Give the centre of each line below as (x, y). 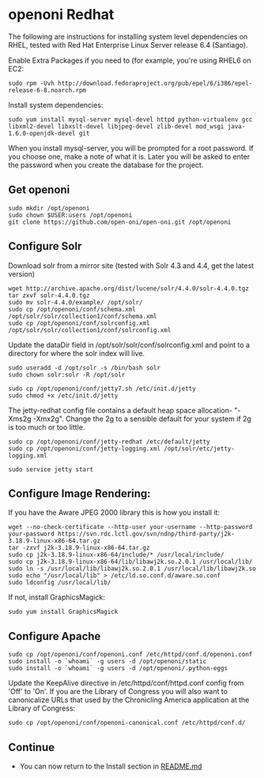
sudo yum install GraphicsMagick (63, 612)
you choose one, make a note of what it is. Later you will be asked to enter (129, 156)
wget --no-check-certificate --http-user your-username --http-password (130, 527)
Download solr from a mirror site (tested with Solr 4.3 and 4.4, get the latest (131, 265)
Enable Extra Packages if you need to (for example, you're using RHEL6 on (130, 60)
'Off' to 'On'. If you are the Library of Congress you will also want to (118, 692)
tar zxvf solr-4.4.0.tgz (49, 295)
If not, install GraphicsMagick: (57, 597)
